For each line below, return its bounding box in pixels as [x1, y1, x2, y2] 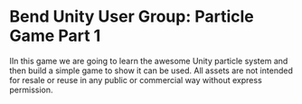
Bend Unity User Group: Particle [9, 6, 255, 27]
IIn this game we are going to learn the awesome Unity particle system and [9, 55, 288, 66]
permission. [9, 84, 53, 95]
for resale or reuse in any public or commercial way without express [9, 74, 262, 85]
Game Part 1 [9, 25, 101, 46]
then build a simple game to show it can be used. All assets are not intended [9, 65, 294, 76]
